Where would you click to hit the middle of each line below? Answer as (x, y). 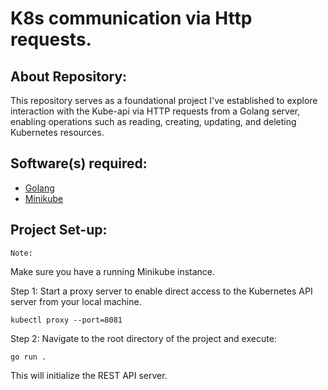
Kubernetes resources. (57, 132)
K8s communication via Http (131, 18)
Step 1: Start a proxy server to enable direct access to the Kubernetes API (161, 291)
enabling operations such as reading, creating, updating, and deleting (153, 121)
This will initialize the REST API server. (89, 375)
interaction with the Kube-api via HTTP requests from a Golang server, (155, 111)
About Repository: (69, 76)
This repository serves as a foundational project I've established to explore (164, 100)
